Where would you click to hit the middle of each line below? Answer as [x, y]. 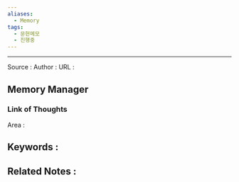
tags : [15, 27]
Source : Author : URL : [41, 67]
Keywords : [33, 147]
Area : [16, 125]
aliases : [20, 14]
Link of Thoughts [37, 109]
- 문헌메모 [27, 34]
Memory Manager [48, 89]
